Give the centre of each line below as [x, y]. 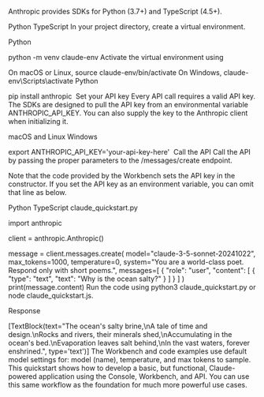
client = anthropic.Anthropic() [56, 238]
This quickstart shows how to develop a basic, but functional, [108, 368]
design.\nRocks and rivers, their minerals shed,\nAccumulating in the [120, 334]
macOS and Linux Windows [53, 137]
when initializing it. [38, 121]
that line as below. [37, 192]
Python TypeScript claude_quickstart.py [73, 208]
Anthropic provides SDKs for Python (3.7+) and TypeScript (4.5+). [115, 11]
